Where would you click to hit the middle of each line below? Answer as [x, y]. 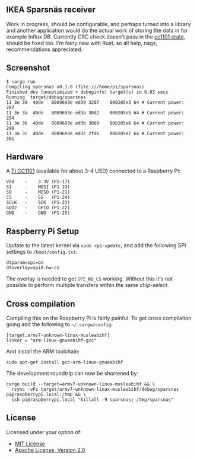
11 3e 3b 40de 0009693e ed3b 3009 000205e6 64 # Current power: [95, 123]
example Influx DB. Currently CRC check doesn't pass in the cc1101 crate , [96, 36]
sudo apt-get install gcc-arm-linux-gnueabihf [65, 362]
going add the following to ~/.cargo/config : [60, 324]
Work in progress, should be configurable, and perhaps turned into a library [99, 24]
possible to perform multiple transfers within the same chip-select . [88, 285]
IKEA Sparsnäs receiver [51, 10]
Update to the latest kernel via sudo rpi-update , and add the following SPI [96, 246]
